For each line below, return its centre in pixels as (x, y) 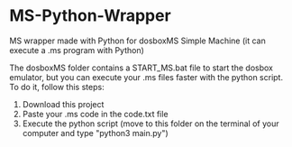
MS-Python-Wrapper (90, 16)
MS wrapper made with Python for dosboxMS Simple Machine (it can (137, 41)
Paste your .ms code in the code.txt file (95, 114)
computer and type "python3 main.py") (95, 133)
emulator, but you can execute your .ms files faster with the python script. (146, 77)
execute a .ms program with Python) (77, 50)
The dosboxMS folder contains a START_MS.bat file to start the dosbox (141, 68)
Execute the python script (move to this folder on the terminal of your (151, 124)
